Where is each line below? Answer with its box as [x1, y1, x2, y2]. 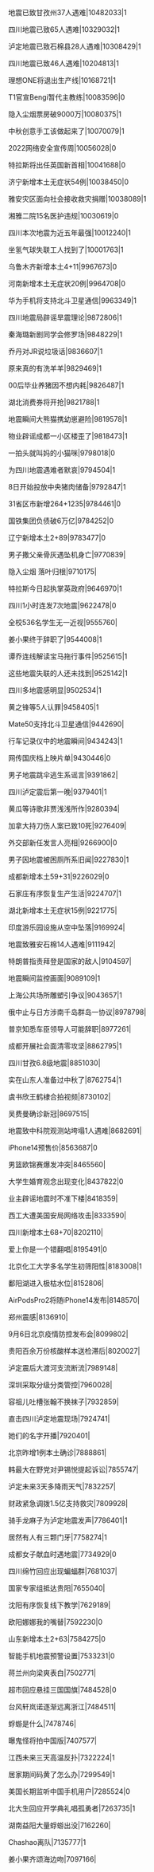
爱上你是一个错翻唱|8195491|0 [8, 1245, 107, 1254]
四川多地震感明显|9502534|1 [8, 686, 102, 694]
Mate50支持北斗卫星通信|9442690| [8, 719, 125, 729]
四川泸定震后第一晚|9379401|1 [8, 787, 107, 796]
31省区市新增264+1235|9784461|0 [8, 499, 121, 509]
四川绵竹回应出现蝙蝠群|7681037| [8, 1567, 117, 1575]
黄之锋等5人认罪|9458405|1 [8, 702, 99, 712]
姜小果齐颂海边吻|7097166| [8, 1854, 97, 1864]
